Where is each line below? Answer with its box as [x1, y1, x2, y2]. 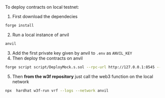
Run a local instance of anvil [12, 32, 70, 38]
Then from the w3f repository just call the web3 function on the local [12, 73, 153, 79]
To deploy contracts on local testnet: [5, 4, 80, 10]
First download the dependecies [12, 14, 78, 19]
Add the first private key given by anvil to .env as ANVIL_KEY [12, 50, 133, 56]
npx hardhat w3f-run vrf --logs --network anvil [5, 88, 109, 93]
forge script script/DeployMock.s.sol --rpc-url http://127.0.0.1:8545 [5, 64, 155, 70]
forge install [5, 23, 34, 28]
